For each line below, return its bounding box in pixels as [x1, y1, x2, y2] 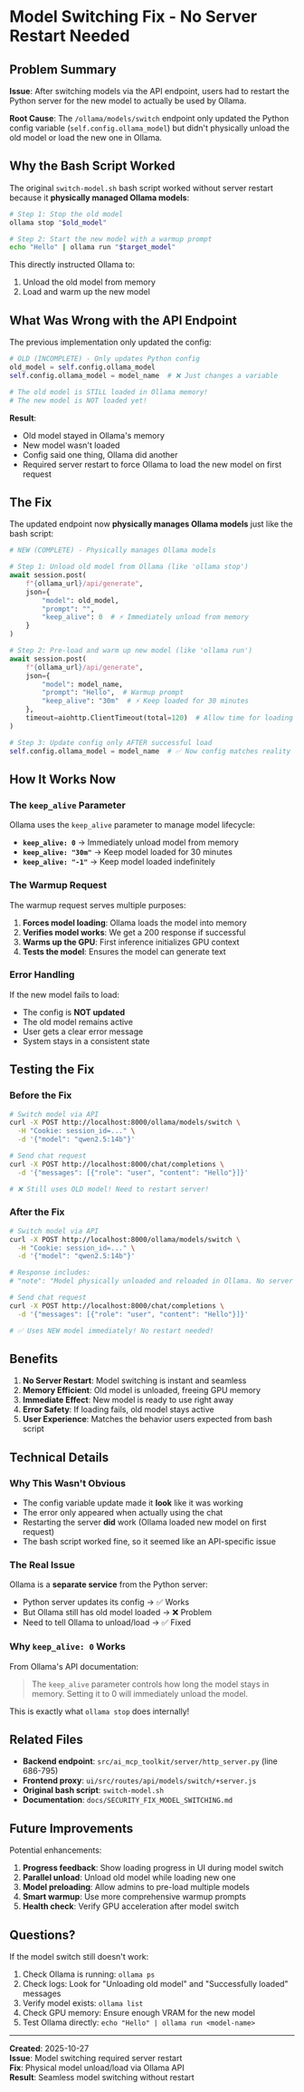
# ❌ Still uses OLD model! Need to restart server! [9, 1185, 210, 1194]
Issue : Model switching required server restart [9, 2053, 183, 2064]
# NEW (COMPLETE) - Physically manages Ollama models [9, 546, 217, 555]
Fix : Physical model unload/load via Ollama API [9, 2062, 185, 2073]
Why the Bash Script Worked [9, 159, 176, 174]
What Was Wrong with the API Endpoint [9, 313, 237, 328]
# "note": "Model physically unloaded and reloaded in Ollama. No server [9, 1276, 294, 1286]
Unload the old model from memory [22, 276, 157, 287]
